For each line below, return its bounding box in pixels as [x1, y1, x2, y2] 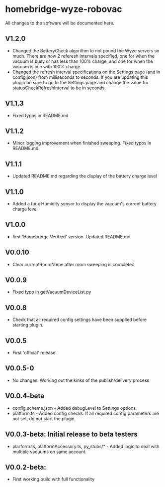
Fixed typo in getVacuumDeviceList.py [12, 289, 91, 295]
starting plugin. [12, 322, 44, 328]
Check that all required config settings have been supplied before [12, 317, 147, 323]
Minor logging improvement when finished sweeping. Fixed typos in [12, 140, 152, 146]
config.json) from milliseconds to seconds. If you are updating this [12, 74, 148, 80]
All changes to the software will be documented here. [5, 20, 115, 26]
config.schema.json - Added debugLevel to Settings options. [12, 405, 137, 411]
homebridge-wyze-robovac [5, 3, 123, 15]
